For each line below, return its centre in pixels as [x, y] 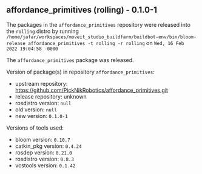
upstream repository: [41, 83]
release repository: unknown [51, 96]
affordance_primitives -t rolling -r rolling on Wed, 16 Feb [106, 43]
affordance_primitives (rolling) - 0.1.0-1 [82, 10]
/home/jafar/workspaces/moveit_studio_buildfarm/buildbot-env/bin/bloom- [102, 37]
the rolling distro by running [42, 31]
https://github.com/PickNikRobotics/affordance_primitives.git [92, 90]
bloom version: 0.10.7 [43, 139]
